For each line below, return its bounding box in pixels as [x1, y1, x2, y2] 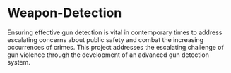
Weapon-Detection [7, 5, 122, 21]
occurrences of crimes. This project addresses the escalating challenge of [7, 43, 224, 51]
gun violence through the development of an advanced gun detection [7, 51, 210, 59]
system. [7, 58, 30, 66]
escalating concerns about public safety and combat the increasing [7, 35, 203, 44]
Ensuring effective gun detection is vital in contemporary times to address [7, 28, 223, 36]
